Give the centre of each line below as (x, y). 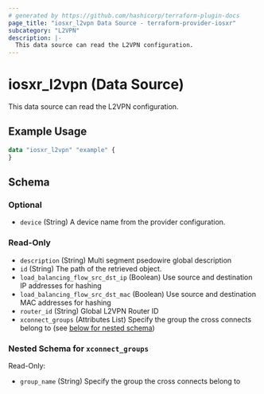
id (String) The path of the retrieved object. (91, 268)
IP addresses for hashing (60, 285)
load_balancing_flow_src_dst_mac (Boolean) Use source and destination (138, 294)
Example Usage (48, 132)
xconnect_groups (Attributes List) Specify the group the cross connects (136, 319)
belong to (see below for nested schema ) (87, 328)
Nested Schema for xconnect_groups (79, 349)
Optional (25, 205)
